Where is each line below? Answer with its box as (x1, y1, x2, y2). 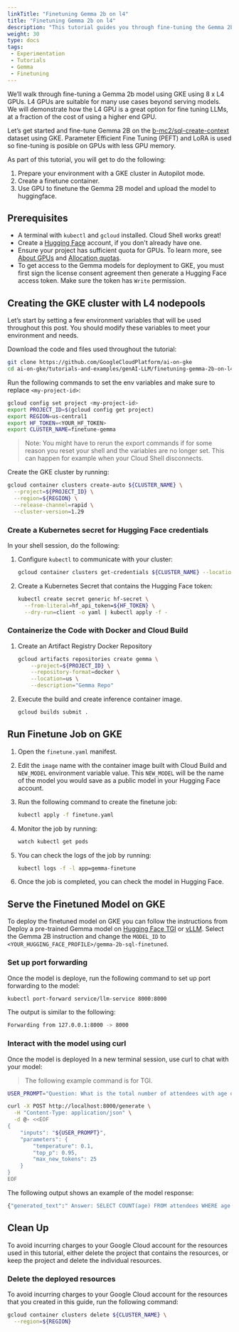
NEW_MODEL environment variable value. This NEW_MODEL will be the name (17, 769, 224, 777)
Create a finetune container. (17, 176, 100, 185)
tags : (7, 43, 23, 51)
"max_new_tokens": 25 (33, 1155, 97, 1163)
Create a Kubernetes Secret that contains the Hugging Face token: (17, 581, 213, 590)
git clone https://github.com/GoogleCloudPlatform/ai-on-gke (7, 359, 193, 366)
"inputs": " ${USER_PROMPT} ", (20, 1129, 107, 1136)
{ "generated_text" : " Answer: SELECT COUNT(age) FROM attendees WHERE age (7, 1202, 231, 1209)
